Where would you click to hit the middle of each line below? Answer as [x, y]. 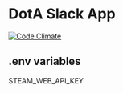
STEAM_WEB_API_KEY [46, 80]
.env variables [45, 61]
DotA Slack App [62, 14]
